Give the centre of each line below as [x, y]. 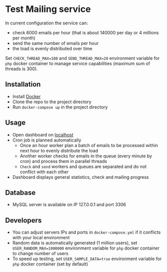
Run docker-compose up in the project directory [60, 107]
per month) [24, 38]
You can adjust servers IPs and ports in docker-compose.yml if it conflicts [86, 232]
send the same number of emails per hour [55, 43]
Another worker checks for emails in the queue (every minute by [86, 156]
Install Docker [26, 96]
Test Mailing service [48, 9]
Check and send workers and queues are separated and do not [83, 166]
